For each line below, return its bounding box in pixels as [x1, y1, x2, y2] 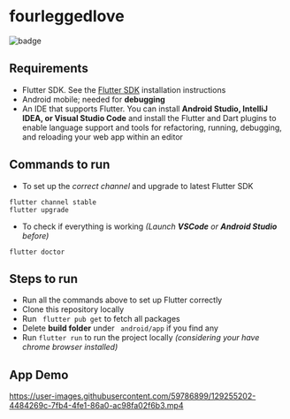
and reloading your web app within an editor [21, 131, 184, 142]
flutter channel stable [9, 197, 97, 207]
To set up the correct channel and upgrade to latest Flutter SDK [21, 180, 254, 191]
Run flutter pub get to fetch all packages [21, 314, 180, 324]
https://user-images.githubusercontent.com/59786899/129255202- [9, 391, 256, 401]
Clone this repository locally [21, 304, 125, 315]
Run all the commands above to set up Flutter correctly [21, 294, 223, 306]
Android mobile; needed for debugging [21, 94, 165, 104]
